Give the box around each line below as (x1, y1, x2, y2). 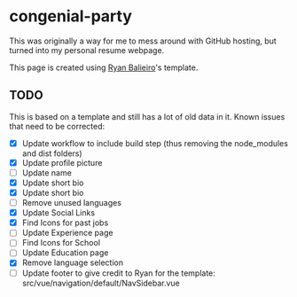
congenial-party (9, 6, 133, 27)
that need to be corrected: (9, 121, 106, 131)
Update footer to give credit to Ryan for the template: (21, 268, 215, 278)
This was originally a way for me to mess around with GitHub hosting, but (9, 35, 277, 46)
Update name (21, 167, 73, 178)
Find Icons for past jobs (21, 217, 109, 228)
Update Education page (21, 247, 109, 258)
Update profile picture (21, 157, 103, 168)
